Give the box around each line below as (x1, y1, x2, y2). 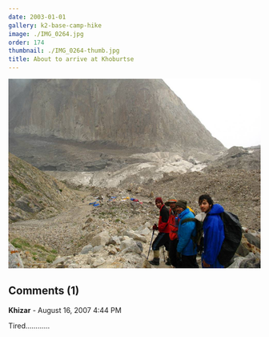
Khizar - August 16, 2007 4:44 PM (8, 305, 122, 315)
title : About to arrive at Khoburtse (8, 55, 134, 63)
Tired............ (8, 321, 50, 331)
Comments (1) (8, 284, 80, 298)
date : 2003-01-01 (8, 13, 66, 21)
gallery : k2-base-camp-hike (8, 21, 102, 30)
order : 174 (8, 39, 45, 47)
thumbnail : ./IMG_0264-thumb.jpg (8, 47, 120, 55)
